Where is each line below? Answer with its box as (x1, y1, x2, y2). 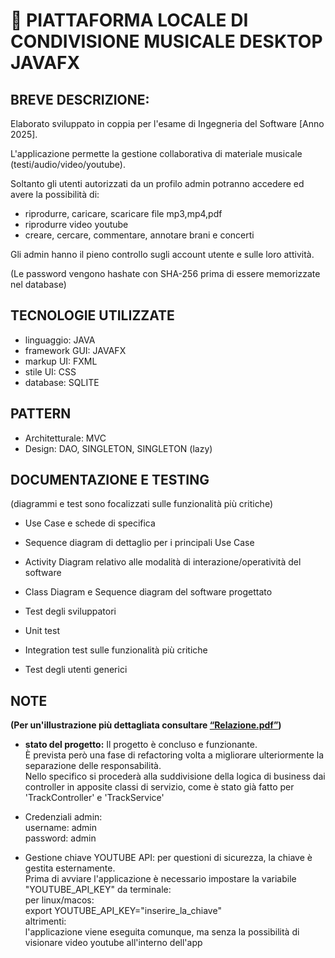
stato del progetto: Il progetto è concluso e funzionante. (24, 739, 258, 751)
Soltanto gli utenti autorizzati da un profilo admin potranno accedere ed (10, 178, 305, 189)
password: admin (24, 832, 97, 844)
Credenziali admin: (24, 811, 103, 823)
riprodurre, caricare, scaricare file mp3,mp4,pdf (24, 208, 223, 219)
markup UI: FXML (24, 355, 98, 367)
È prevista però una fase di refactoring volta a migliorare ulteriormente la (24, 749, 325, 761)
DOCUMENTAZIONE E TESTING (10, 472, 210, 489)
